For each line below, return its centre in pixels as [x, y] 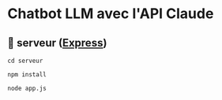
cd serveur [25, 61]
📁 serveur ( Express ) [57, 43]
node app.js [27, 88]
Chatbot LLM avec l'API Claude [111, 14]
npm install [27, 75]
